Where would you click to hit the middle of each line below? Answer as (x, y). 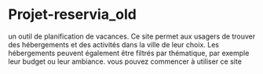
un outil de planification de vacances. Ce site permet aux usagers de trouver (132, 36)
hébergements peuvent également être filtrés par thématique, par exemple (129, 53)
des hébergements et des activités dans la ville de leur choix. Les (114, 44)
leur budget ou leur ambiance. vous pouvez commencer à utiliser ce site (125, 61)
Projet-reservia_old (73, 15)
